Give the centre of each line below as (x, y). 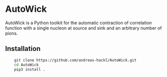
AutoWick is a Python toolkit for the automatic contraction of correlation (79, 23)
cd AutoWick (26, 65)
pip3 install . (30, 69)
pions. (12, 33)
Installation (23, 49)
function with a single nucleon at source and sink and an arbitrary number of (83, 28)
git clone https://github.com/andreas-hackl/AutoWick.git (75, 60)
